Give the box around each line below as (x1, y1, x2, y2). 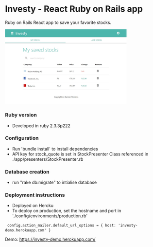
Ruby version (5, 112, 37, 118)
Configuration (5, 135, 39, 142)
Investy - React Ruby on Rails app (5, 3, 143, 15)
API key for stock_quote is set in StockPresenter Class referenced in (12, 151, 149, 157)
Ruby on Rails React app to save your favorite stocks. (5, 19, 112, 25)
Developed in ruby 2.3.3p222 (12, 123, 70, 129)
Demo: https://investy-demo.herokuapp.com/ (5, 236, 96, 242)
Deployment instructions (5, 191, 65, 198)
